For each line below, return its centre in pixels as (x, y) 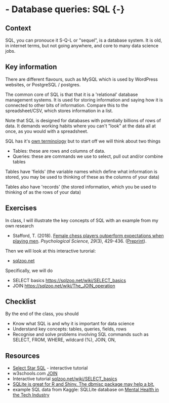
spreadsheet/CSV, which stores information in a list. (59, 111)
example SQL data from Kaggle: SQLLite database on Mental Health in (86, 390)
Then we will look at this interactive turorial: (51, 251)
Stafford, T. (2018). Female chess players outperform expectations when (88, 236)
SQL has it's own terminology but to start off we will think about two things (83, 141)
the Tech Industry (31, 395)
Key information (31, 67)
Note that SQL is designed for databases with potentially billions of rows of (83, 120)
